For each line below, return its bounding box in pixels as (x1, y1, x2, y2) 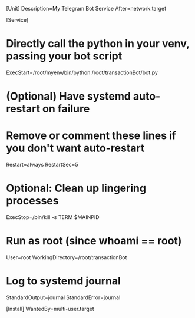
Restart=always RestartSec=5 (6, 161, 78, 168)
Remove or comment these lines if (6, 129, 177, 143)
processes (6, 194, 59, 208)
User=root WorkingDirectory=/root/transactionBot (6, 253, 127, 261)
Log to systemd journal (6, 274, 121, 288)
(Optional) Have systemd (6, 90, 131, 103)
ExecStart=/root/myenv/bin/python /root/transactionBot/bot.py (6, 69, 158, 76)
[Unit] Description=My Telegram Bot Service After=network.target (6, 5, 167, 12)
